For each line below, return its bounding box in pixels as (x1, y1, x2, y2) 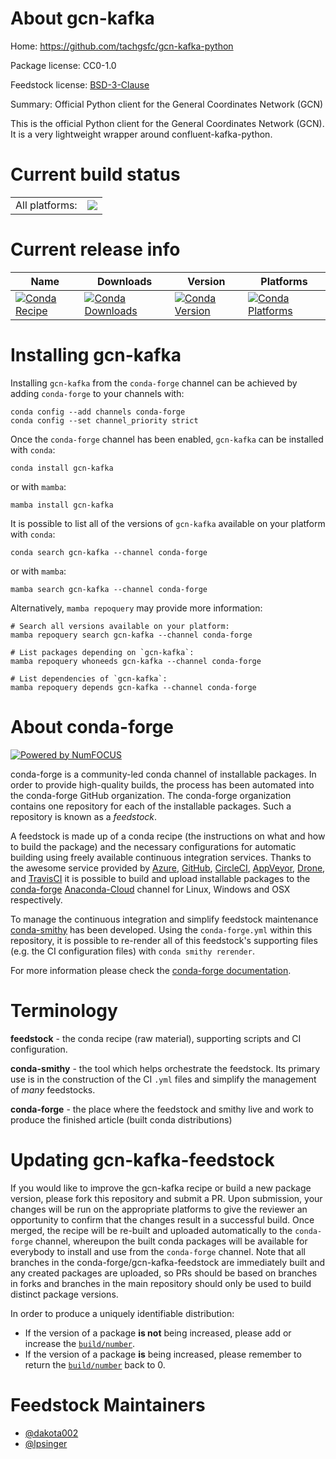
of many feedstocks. (10, 1083, 96, 1096)
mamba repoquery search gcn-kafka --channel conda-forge (10, 630, 253, 640)
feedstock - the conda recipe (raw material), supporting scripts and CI (10, 1032, 302, 1044)
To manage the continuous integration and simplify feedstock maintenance (10, 913, 319, 925)
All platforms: (15, 198, 78, 212)
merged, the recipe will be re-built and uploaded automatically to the (10, 1224, 293, 1236)
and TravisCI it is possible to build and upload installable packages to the (10, 872, 311, 884)
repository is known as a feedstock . (10, 810, 158, 822)
